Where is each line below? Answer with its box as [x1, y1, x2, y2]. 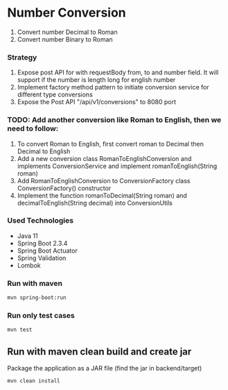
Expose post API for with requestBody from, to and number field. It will [17, 68, 219, 77]
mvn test [7, 326, 33, 334]
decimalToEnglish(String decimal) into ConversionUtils [17, 198, 173, 207]
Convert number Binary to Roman [17, 35, 113, 43]
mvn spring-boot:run [7, 294, 67, 301]
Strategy [7, 52, 37, 62]
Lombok [17, 261, 42, 269]
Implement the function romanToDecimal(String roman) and [17, 191, 187, 199]
